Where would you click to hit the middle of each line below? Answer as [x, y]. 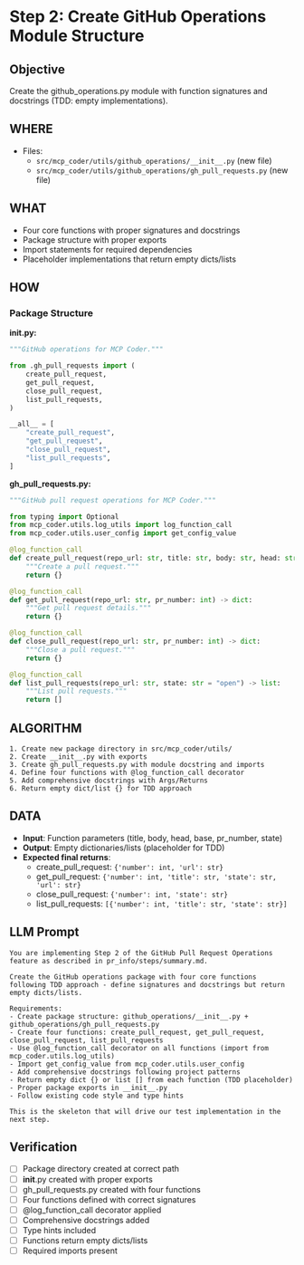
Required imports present [70, 1251]
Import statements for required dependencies [107, 249]
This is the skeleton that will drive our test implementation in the [145, 1111]
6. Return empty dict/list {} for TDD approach [101, 789]
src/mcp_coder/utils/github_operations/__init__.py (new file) [154, 160]
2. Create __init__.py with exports [78, 757]
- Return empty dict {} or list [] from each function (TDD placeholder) [152, 1079]
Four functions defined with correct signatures [109, 1199]
